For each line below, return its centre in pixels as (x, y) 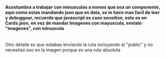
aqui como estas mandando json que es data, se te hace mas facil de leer (82, 12)
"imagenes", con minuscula (34, 28)
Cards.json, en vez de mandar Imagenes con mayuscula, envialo (73, 23)
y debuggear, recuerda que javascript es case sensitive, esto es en (76, 17)
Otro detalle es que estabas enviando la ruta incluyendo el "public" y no (79, 44)
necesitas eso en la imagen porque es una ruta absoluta (63, 50)
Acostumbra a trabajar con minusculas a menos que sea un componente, (83, 7)
